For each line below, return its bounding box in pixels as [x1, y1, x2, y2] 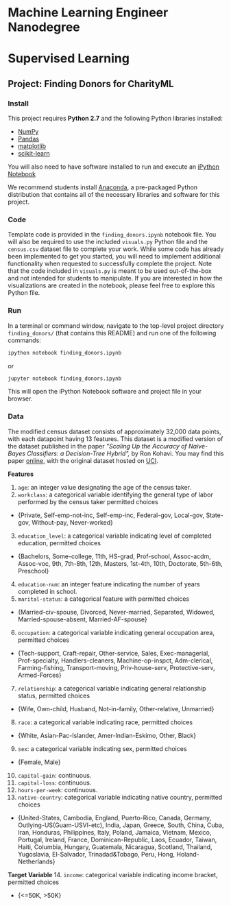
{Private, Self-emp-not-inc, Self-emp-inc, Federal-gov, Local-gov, [17, 511, 205, 519]
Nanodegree [8, 19, 81, 35]
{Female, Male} [17, 758, 61, 766]
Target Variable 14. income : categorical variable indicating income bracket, [8, 870, 218, 879]
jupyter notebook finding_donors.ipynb [8, 375, 122, 382]
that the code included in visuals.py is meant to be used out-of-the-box [8, 267, 212, 275]
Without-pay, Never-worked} [31, 518, 114, 526]
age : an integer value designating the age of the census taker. [17, 483, 191, 491]
